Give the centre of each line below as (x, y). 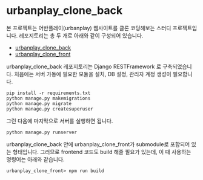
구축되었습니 (177, 66)
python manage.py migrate (39, 103)
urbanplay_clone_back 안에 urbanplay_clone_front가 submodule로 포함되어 (98, 144)
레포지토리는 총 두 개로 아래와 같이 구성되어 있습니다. (81, 35)
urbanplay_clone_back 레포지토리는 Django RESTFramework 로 (84, 66)
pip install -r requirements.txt (48, 93)
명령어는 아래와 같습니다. (35, 159)
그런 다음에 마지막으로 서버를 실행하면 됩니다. (60, 121)
